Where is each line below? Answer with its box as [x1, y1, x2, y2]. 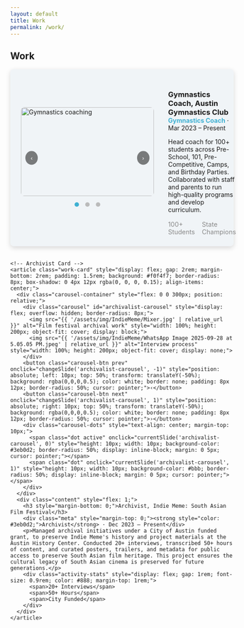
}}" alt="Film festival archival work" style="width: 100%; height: [10, 323, 217, 330]
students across [168, 145, 216, 153]
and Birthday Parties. [168, 168, 230, 176]
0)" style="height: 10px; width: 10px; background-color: [45, 440, 221, 448]
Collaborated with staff [168, 175, 235, 184]
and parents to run [168, 183, 223, 192]
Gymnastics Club [168, 107, 229, 117]
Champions [201, 228, 237, 237]
